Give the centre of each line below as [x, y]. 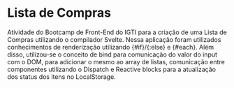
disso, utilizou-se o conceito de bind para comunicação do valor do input [112, 54]
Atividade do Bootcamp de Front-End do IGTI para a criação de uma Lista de [117, 32]
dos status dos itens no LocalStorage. [62, 76]
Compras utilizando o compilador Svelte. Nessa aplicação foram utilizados [114, 39]
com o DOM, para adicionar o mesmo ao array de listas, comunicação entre [116, 61]
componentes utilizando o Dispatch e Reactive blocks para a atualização [112, 69]
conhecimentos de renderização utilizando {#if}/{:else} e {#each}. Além [111, 47]
